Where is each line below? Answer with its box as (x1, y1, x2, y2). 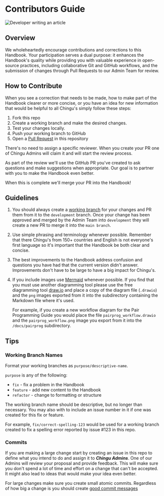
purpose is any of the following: (5, 372, 68, 378)
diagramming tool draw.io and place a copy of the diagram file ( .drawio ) (12, 287, 157, 293)
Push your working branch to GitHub (12, 130, 86, 136)
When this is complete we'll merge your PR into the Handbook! (5, 180, 131, 186)
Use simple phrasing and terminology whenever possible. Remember (12, 232, 152, 238)
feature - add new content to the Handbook (12, 387, 101, 393)
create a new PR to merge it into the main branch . (12, 222, 111, 228)
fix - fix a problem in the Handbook (12, 382, 85, 388)
